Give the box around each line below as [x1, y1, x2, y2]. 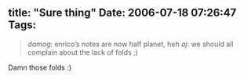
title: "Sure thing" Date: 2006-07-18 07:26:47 [8, 6, 237, 20]
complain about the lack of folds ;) [27, 47, 139, 57]
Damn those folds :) [8, 63, 72, 72]
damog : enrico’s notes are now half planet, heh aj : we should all [27, 39, 234, 48]
